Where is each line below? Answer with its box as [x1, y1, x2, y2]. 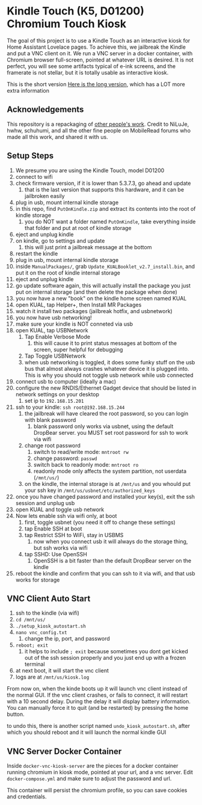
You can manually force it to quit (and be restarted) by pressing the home [7, 704, 189, 712]
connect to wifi [15, 173, 53, 180]
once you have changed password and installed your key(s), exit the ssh [15, 493, 195, 500]
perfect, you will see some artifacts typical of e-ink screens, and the [7, 62, 176, 70]
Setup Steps [7, 151, 54, 161]
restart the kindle [15, 250, 58, 257]
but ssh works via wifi [33, 544, 88, 552]
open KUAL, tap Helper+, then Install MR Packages [15, 301, 142, 308]
